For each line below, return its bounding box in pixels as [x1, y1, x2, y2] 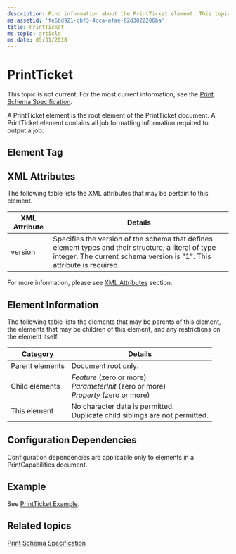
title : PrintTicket [7, 23, 65, 30]
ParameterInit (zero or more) [71, 382, 166, 391]
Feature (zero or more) [71, 372, 147, 382]
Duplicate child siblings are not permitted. [71, 410, 209, 420]
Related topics [7, 520, 72, 532]
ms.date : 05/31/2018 [7, 37, 68, 44]
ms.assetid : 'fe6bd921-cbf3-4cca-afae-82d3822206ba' [7, 17, 165, 24]
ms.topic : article [7, 30, 61, 37]
